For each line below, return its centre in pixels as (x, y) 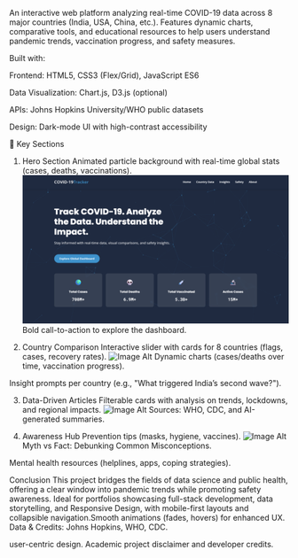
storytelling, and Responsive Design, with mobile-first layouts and (129, 508)
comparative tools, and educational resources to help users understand (140, 31)
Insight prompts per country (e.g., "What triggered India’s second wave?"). (145, 384)
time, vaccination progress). (73, 366)
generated (41, 419)
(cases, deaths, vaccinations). (77, 170)
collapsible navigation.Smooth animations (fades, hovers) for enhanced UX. (147, 518)
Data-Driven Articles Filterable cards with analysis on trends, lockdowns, (155, 400)
